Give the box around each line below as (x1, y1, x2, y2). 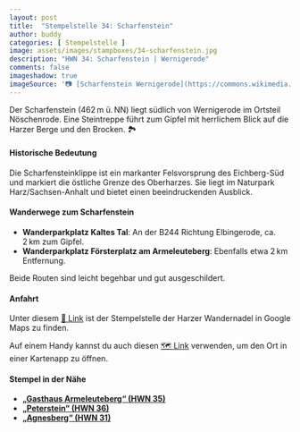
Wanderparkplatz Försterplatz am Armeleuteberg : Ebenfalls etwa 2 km (21, 246, 288, 257)
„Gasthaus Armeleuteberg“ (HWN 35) (21, 394, 166, 404)
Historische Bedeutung (9, 148, 97, 158)
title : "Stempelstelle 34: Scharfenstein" (9, 21, 174, 30)
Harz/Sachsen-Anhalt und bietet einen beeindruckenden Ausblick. (9, 186, 253, 197)
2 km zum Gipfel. (21, 236, 85, 247)
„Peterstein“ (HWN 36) (21, 403, 110, 414)
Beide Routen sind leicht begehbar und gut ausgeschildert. (9, 273, 226, 284)
